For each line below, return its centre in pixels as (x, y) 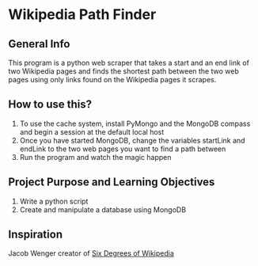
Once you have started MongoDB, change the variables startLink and (132, 140)
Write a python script (54, 201)
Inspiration (36, 235)
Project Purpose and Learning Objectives (112, 182)
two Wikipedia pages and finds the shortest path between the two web (123, 71)
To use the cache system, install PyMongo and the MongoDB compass (135, 123)
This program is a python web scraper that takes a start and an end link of (129, 63)
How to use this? (50, 104)
